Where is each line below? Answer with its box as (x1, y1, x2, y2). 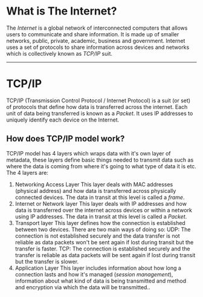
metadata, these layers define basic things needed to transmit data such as (6, 156, 194, 163)
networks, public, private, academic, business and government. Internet (6, 37, 185, 44)
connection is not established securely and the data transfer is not (14, 232, 180, 240)
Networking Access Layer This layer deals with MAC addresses (14, 180, 173, 188)
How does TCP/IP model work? (6, 134, 125, 144)
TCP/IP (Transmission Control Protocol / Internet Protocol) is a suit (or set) (6, 97, 191, 104)
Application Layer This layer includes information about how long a (14, 264, 181, 272)
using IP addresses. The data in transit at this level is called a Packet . (14, 213, 187, 220)
